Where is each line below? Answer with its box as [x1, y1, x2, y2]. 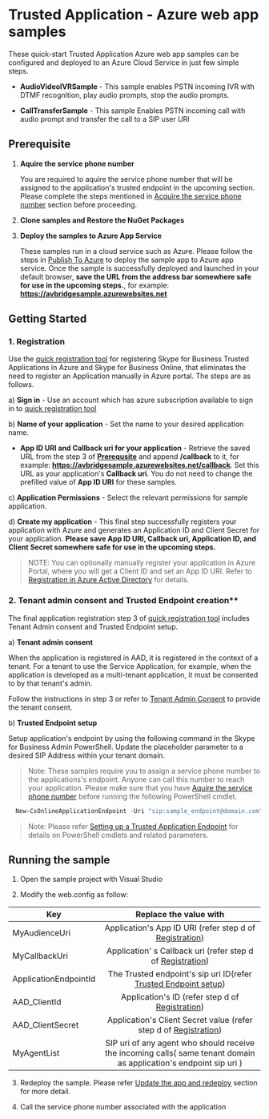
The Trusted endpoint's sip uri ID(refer [107, 968, 252, 980]
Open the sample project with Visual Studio [19, 875, 163, 884]
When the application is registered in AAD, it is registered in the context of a [8, 653, 259, 662]
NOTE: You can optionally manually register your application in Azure [27, 558, 256, 568]
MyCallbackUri [12, 951, 68, 962]
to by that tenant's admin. [8, 678, 93, 688]
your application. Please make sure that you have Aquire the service [27, 783, 253, 792]
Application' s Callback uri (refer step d [106, 945, 254, 956]
